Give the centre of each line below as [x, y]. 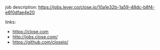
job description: [21, 7]
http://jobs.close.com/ [35, 37]
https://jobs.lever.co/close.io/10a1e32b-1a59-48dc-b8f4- [96, 7]
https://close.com [30, 31]
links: [11, 22]
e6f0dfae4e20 [20, 12]
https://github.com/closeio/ [40, 42]
